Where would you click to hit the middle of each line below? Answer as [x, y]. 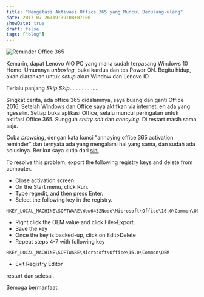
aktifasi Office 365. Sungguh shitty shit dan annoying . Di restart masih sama [101, 120]
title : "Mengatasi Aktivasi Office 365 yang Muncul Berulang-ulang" [95, 12]
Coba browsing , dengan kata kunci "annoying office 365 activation [90, 138]
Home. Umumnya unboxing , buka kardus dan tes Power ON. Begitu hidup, [99, 70]
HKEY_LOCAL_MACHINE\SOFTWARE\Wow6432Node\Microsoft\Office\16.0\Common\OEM [104, 211]
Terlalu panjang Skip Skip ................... [53, 88]
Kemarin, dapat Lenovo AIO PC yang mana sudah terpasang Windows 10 [97, 64]
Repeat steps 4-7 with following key [60, 242]
